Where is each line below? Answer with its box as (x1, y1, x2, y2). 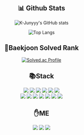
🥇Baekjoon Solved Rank (4, 44, 79, 52)
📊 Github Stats (17, 4, 66, 12)
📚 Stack (29, 72, 54, 80)
